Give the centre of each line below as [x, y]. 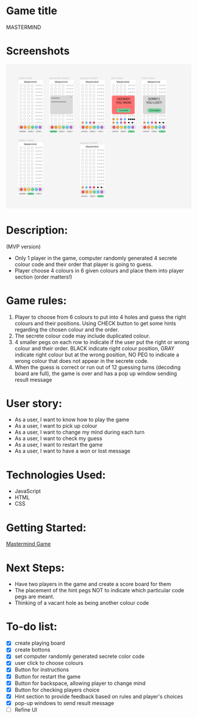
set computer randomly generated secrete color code [80, 657]
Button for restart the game [48, 676]
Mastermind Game [29, 544]
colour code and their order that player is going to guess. [84, 264]
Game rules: [36, 301]
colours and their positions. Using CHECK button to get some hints [95, 323]
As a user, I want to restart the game [59, 445]
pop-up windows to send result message [64, 703]
